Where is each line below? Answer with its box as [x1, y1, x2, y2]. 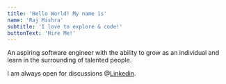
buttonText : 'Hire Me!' [7, 29, 76, 37]
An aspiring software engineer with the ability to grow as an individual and [7, 49, 220, 57]
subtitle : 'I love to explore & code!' [7, 23, 123, 30]
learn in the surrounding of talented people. [7, 56, 132, 65]
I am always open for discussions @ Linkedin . [7, 69, 136, 78]
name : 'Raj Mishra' [7, 17, 64, 24]
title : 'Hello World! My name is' [7, 10, 108, 17]
